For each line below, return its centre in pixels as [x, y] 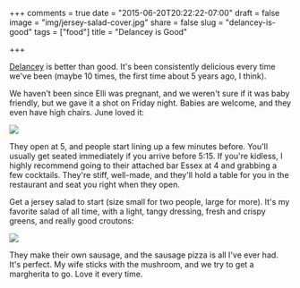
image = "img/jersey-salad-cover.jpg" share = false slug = [116, 22]
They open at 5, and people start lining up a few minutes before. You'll [139, 146]
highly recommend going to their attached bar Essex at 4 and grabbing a [143, 165]
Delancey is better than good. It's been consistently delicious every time [142, 67]
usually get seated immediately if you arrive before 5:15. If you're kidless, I [146, 156]
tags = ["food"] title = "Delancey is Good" [111, 32]
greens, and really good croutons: [72, 221]
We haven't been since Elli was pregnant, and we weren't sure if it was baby [150, 93]
